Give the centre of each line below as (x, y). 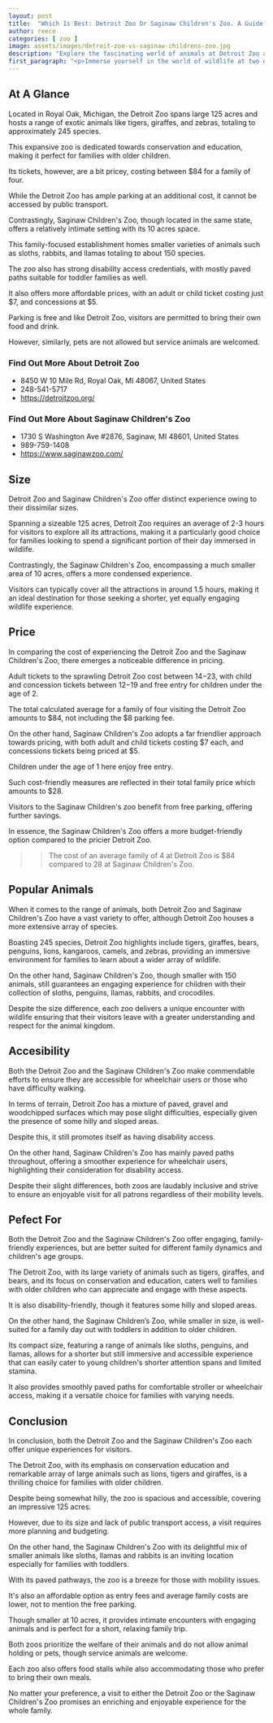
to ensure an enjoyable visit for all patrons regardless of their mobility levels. (136, 1194)
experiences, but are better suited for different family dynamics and (149, 1248)
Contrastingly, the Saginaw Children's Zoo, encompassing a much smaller (132, 565)
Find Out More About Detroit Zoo (74, 362)
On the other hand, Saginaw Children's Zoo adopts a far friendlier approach (135, 733)
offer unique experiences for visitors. (70, 1450)
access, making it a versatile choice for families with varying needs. (121, 1395)
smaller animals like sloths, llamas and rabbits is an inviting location (121, 1556)
